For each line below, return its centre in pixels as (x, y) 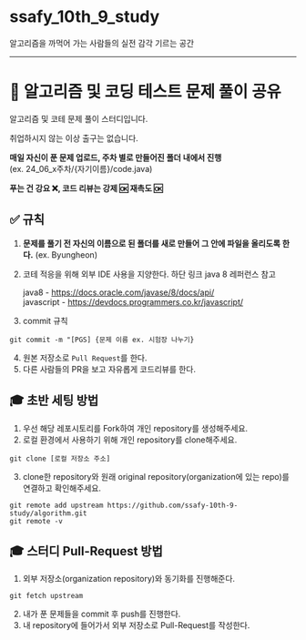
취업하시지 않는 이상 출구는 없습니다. (74, 137)
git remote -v (36, 521)
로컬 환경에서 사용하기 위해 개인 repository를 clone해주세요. (130, 440)
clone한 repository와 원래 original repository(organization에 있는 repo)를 (156, 476)
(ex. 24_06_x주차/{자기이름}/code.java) (81, 168)
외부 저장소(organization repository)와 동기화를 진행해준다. (128, 579)
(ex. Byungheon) (66, 254)
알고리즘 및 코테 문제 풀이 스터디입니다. (79, 118)
